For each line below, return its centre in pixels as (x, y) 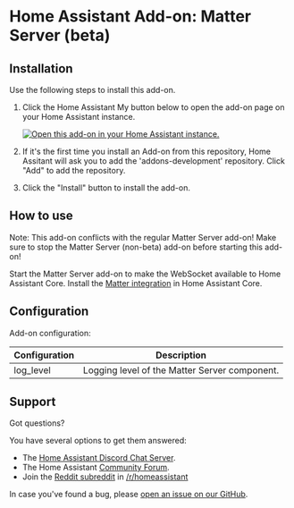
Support (33, 402)
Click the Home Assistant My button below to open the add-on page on (153, 107)
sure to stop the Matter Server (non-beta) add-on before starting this (136, 247)
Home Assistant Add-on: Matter (130, 17)
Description (181, 355)
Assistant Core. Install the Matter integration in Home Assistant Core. (136, 283)
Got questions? (37, 423)
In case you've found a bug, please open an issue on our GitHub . (129, 495)
